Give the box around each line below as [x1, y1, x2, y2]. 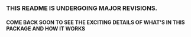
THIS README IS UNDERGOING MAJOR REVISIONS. [6, 4, 158, 12]
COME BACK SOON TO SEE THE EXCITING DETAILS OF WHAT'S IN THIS [6, 19, 185, 26]
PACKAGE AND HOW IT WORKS [6, 25, 86, 32]
